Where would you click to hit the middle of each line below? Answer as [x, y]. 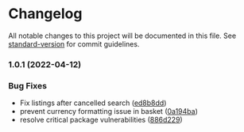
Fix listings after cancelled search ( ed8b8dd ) [93, 103]
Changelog [45, 14]
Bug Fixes [28, 85]
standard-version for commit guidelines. [74, 43]
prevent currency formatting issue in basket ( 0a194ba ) [109, 111]
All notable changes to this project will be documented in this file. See [122, 36]
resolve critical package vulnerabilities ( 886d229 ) [101, 120]
